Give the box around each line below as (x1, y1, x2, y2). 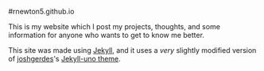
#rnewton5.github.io (8, 7, 75, 16)
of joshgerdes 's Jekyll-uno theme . (8, 54, 121, 63)
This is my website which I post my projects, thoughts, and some (8, 22, 221, 31)
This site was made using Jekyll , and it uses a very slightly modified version (8, 46, 257, 54)
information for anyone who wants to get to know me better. (8, 31, 205, 39)
